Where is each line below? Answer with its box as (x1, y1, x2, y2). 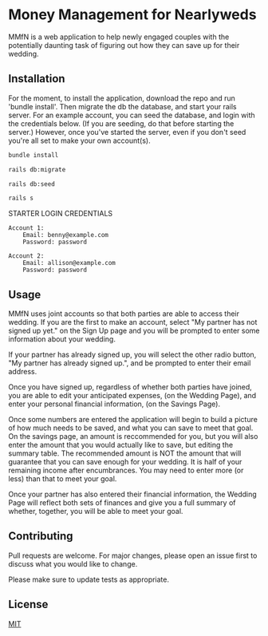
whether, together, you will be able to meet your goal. (8, 507, 183, 516)
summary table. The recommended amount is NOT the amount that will (8, 448, 242, 458)
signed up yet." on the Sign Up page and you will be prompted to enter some (8, 326, 260, 336)
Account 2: (8, 252, 45, 260)
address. (8, 367, 37, 377)
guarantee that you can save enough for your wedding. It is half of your (8, 457, 242, 467)
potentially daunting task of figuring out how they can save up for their (8, 40, 240, 49)
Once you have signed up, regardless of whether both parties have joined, (8, 382, 253, 392)
